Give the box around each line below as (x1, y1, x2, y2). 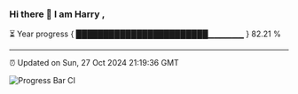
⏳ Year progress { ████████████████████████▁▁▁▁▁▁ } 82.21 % (9, 28, 281, 39)
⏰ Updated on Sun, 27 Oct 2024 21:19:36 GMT (9, 58, 179, 68)
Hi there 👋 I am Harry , (9, 8, 106, 20)
